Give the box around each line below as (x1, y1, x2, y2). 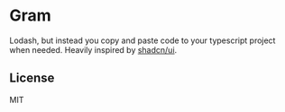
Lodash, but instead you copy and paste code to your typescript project (9, 35, 276, 46)
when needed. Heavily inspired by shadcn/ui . (9, 44, 178, 55)
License (9, 71, 55, 86)
